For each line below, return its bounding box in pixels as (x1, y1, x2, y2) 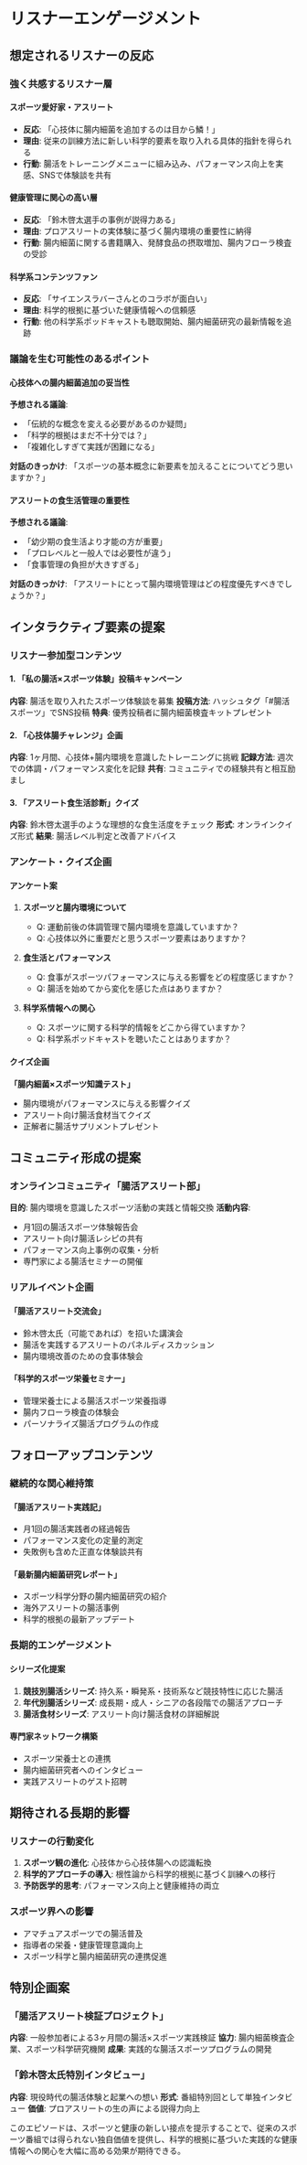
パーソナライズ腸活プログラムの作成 (22, 1418, 159, 1429)
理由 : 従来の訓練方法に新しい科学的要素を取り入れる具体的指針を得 (22, 134, 276, 146)
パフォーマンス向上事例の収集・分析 (22, 1245, 160, 1256)
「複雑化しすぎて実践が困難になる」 (22, 441, 160, 453)
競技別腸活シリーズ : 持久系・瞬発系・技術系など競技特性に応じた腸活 (22, 1685, 284, 1697)
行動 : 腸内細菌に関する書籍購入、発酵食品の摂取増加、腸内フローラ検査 (22, 237, 292, 248)
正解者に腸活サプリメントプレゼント (22, 1120, 160, 1131)
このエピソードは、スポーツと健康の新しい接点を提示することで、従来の (9, 2122, 281, 2133)
